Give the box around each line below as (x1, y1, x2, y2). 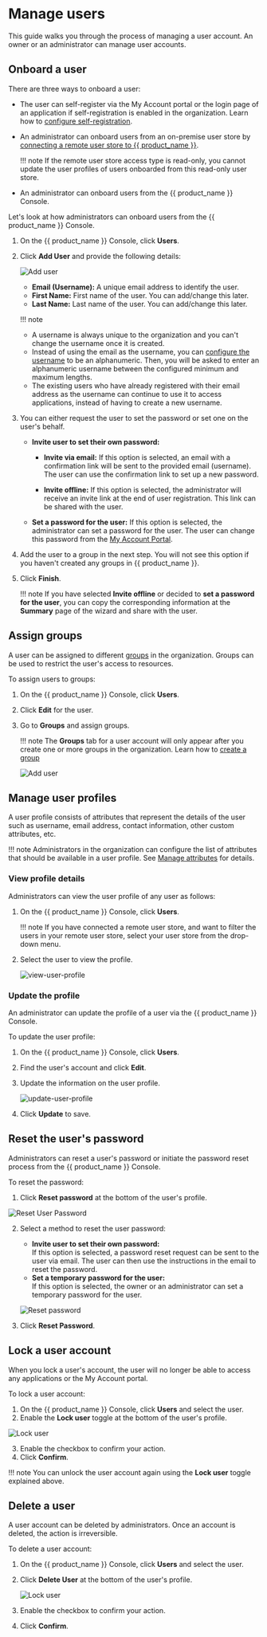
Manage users (8, 5, 105, 23)
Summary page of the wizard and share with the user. (19, 606, 198, 615)
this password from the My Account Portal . (31, 534, 173, 544)
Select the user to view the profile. (19, 954, 133, 964)
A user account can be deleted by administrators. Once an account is (8, 1520, 236, 1530)
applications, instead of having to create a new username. (31, 398, 222, 407)
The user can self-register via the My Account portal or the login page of (19, 99, 259, 108)
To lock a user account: (8, 1388, 85, 1399)
